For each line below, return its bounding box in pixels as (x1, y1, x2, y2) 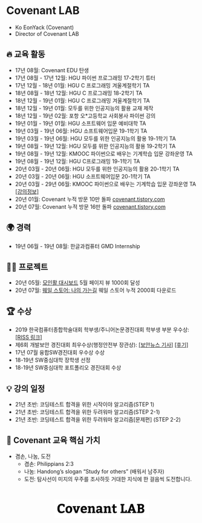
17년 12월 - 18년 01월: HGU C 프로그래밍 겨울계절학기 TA (15, 81, 150, 89)
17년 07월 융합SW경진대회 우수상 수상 (15, 349, 105, 356)
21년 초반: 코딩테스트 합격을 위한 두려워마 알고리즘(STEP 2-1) (15, 408, 160, 416)
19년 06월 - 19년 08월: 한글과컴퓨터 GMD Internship (15, 242, 140, 249)
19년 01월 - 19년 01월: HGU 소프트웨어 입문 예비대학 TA (15, 120, 146, 127)
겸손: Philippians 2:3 (24, 460, 74, 467)
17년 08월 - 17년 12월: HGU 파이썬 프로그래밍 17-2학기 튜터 (15, 74, 156, 81)
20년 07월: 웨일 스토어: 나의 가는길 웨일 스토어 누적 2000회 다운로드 (15, 286, 177, 294)
